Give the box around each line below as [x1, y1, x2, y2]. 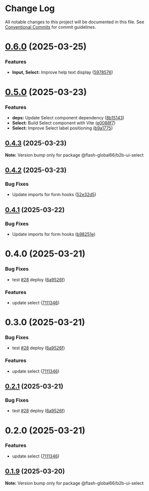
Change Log [5, 3, 55, 14]
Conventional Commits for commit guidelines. [5, 24, 96, 30]
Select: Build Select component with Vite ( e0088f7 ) [12, 120, 116, 126]
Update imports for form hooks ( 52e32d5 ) [12, 192, 97, 197]
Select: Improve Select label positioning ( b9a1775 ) [12, 125, 113, 131]
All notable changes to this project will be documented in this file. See [5, 19, 145, 25]
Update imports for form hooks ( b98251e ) [12, 231, 96, 237]
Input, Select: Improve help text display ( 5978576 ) [12, 69, 113, 75]
